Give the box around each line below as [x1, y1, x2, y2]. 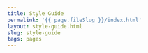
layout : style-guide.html [7, 23, 82, 30]
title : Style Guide [7, 10, 64, 17]
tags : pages [7, 36, 42, 43]
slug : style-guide [7, 29, 61, 36]
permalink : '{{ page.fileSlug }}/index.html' [7, 17, 142, 23]
